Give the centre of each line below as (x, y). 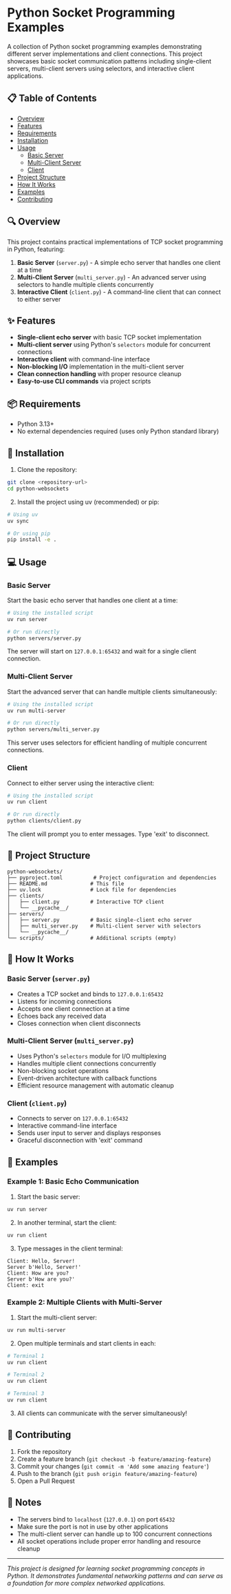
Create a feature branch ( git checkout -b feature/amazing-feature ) (114, 1459)
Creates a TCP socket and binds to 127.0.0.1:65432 (90, 994)
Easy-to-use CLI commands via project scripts (84, 382)
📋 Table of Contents (52, 98)
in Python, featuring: (36, 249)
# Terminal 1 (26, 1356)
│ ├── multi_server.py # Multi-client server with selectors (104, 926)
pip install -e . (32, 540)
